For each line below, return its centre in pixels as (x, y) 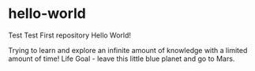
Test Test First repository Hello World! (70, 35)
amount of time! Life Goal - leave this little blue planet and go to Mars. (122, 59)
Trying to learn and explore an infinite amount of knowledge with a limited (128, 50)
